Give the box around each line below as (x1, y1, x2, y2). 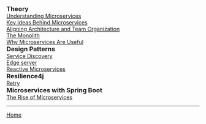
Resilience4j (6, 72, 44, 80)
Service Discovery (6, 53, 53, 59)
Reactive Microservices (6, 65, 66, 73)
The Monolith (6, 32, 40, 39)
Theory (6, 5, 29, 13)
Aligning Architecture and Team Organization (6, 26, 120, 32)
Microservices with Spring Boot (6, 86, 102, 94)
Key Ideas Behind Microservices (6, 19, 88, 26)
